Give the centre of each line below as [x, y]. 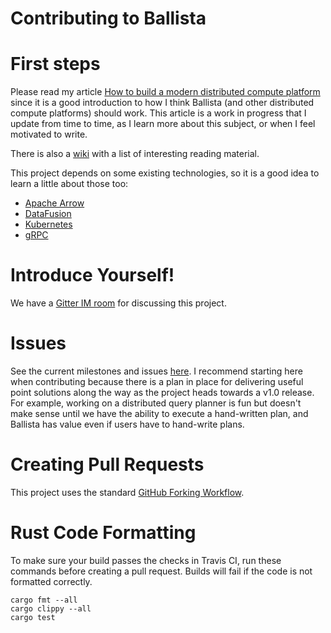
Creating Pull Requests [107, 464]
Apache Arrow [54, 203]
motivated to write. [49, 134]
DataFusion [48, 214]
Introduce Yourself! [92, 275]
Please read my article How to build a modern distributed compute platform [165, 92]
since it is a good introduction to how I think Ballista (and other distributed [162, 103]
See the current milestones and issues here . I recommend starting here [156, 371]
